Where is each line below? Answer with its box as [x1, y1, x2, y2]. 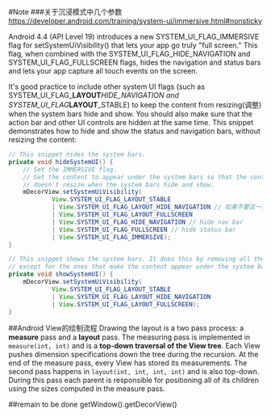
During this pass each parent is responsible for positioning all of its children [8, 375, 260, 385]
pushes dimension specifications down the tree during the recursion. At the [8, 350, 259, 360]
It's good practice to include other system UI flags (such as [8, 82, 206, 91]
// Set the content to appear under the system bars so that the [23, 173, 248, 181]
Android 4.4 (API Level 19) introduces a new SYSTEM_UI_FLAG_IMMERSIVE [8, 32, 260, 41]
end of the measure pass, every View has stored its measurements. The [8, 358, 248, 368]
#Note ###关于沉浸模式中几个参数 [8, 7, 123, 16]
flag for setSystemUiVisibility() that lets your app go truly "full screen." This [8, 40, 258, 50]
